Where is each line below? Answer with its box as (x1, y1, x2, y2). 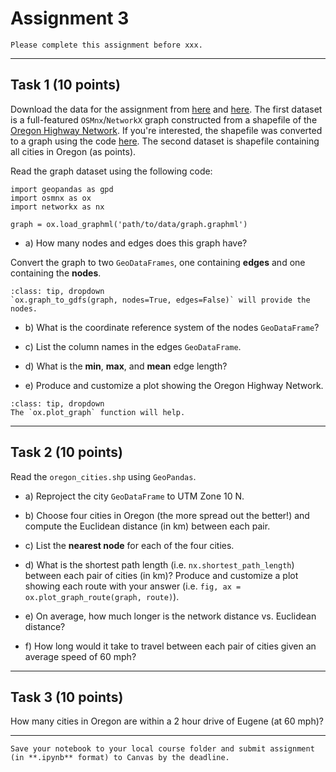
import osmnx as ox (10, 193, 92, 203)
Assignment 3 (10, 7, 130, 30)
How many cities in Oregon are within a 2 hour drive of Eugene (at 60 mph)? (10, 715, 324, 727)
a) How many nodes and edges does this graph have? (24, 237, 248, 249)
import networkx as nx (10, 202, 105, 212)
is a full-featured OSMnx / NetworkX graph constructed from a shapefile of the (10, 113, 318, 126)
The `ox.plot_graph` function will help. (10, 407, 186, 417)
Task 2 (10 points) (10, 444, 123, 461)
